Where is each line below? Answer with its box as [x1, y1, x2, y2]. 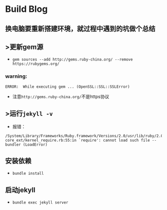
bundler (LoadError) [5, 142, 48, 147]
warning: [5, 73, 27, 80]
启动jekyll [5, 186, 36, 194]
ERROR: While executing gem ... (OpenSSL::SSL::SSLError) [5, 84, 130, 89]
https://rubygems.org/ [12, 61, 60, 66]
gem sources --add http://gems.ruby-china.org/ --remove [12, 57, 133, 62]
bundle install [12, 171, 44, 176]
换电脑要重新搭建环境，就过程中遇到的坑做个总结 [5, 24, 156, 33]
